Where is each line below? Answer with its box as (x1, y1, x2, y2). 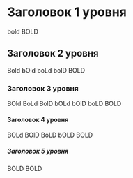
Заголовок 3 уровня (7, 83, 79, 93)
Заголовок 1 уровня (7, 4, 127, 20)
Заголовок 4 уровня (7, 115, 69, 124)
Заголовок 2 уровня (7, 47, 99, 59)
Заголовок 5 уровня (7, 147, 69, 155)
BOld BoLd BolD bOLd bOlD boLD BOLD (7, 99, 122, 108)
